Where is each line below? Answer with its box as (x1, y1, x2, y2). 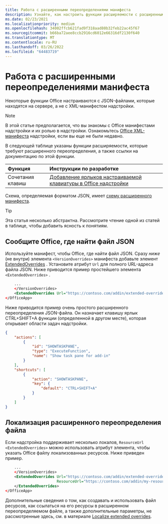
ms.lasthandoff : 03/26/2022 (5, 44, 64, 49)
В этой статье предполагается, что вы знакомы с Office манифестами (5, 122, 155, 128)
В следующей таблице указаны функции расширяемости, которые (5, 143, 148, 149)
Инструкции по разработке (49, 165, 119, 172)
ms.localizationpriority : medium (5, 21, 75, 26)
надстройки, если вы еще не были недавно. (29, 133, 124, 139)
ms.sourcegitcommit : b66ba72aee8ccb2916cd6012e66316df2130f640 (5, 30, 140, 35)
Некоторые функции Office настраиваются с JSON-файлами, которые (5, 98, 155, 104)
